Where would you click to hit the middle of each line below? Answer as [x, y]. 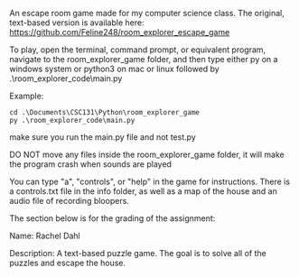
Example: [27, 96]
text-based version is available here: [77, 23]
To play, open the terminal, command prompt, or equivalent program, [138, 50]
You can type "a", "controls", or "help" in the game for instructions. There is [150, 181]
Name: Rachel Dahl [45, 235]
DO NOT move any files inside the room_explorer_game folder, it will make [147, 154]
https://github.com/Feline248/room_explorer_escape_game [120, 32]
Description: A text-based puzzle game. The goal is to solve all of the [138, 253]
